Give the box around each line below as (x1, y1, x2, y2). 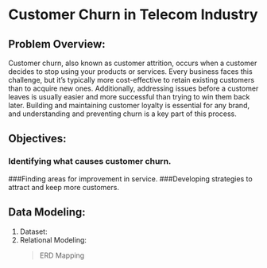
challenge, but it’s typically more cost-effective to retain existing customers (8, 76, 255, 84)
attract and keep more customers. (8, 182, 119, 192)
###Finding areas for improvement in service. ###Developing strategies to (8, 173, 253, 184)
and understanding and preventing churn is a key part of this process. (8, 109, 237, 118)
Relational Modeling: (19, 235, 87, 244)
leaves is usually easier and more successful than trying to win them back (8, 92, 250, 101)
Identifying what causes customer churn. (8, 156, 172, 167)
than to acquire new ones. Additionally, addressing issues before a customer (8, 84, 259, 93)
